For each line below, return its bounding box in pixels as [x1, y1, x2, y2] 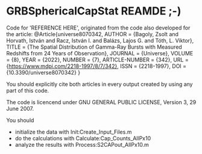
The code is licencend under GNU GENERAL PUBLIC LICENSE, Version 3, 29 [6, 98, 197, 106]
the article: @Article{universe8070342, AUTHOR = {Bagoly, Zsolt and [6, 30, 179, 37]
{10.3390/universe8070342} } [6, 69, 81, 76]
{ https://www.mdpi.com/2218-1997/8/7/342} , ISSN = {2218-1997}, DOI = [6, 62, 187, 70]
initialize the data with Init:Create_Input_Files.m [14, 128, 132, 135]
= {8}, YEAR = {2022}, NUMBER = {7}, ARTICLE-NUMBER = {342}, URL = [6, 56, 189, 63]
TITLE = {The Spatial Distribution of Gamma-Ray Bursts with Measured [6, 43, 182, 51]
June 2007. [6, 105, 34, 112]
